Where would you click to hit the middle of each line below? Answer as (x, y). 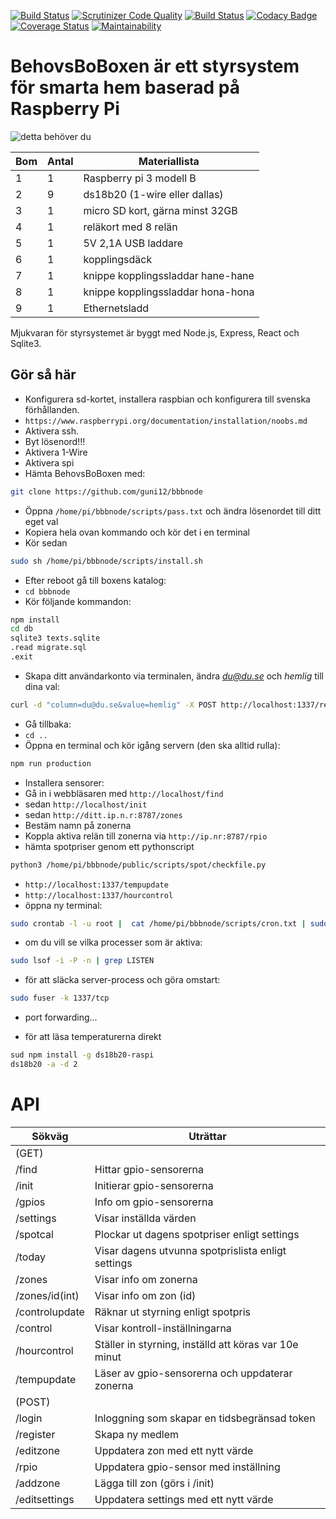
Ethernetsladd (116, 308)
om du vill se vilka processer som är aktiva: (113, 942)
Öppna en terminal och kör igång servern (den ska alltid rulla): (152, 745)
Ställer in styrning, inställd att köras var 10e (196, 1344)
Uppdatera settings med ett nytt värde (184, 1499)
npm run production (51, 763)
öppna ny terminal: (63, 905)
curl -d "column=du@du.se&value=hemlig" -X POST (113, 705)
